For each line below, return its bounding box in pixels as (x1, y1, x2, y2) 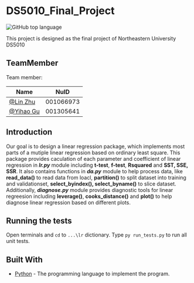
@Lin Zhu (9, 97, 36, 106)
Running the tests (6, 215, 72, 225)
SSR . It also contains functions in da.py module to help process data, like (6, 167, 183, 174)
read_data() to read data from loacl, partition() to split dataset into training (6, 174, 186, 181)
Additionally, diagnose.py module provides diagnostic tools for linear (6, 186, 173, 193)
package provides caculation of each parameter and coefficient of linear (6, 155, 181, 162)
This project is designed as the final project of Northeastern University (6, 35, 176, 42)
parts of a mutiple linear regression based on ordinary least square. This (6, 149, 181, 156)
